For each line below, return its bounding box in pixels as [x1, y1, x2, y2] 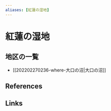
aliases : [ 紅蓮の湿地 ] [5, 7, 50, 13]
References [5, 82, 43, 91]
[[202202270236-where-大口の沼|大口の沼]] [12, 67, 106, 73]
